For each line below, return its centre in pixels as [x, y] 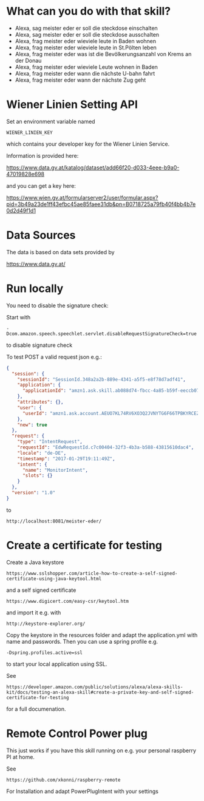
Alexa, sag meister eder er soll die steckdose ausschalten [87, 34]
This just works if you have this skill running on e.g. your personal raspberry [101, 750]
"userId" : [35, 413]
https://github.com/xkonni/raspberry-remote [63, 780]
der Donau [28, 60]
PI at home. [21, 756]
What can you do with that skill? [89, 11]
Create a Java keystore [35, 562]
